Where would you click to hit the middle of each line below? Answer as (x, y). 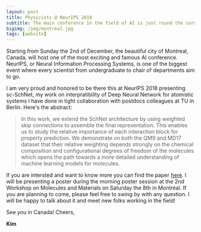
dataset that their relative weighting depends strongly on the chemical (107, 144)
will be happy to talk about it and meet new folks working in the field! (91, 201)
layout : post (22, 12)
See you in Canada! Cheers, (41, 212)
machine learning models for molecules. (70, 164)
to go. (13, 77)
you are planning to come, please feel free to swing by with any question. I (98, 194)
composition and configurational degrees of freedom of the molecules (107, 151)
